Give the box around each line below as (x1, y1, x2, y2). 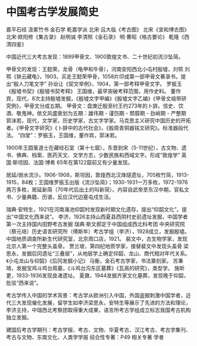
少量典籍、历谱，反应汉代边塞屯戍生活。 (16, 193, 114, 200)
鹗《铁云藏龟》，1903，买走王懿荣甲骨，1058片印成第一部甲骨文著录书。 (6, 73, 181, 80)
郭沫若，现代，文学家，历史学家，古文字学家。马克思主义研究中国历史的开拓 (6, 117, 191, 124)
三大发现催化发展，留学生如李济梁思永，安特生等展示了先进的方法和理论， (11, 299, 191, 306)
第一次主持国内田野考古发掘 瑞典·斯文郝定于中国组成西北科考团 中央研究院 (6, 220, 185, 227)
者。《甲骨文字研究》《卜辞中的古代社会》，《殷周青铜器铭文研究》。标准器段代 (6, 124, 189, 131)
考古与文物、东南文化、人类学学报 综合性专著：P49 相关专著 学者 (6, 333, 164, 341)
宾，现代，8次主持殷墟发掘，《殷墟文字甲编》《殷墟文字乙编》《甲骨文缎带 (6, 95, 182, 102)
